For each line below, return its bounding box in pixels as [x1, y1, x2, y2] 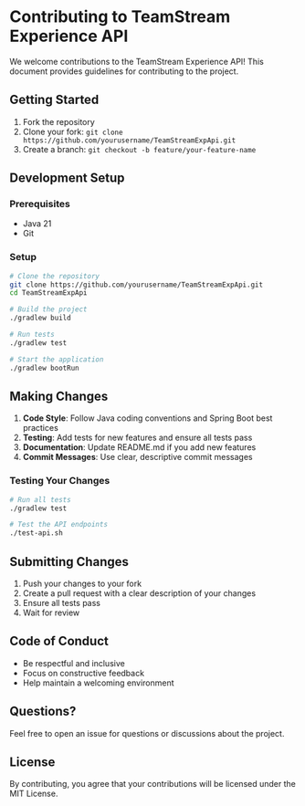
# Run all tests [9, 495, 71, 504]
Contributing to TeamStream [9, 6, 231, 27]
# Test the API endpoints [9, 520, 108, 529]
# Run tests [9, 330, 55, 340]
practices [22, 423, 59, 434]
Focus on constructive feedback [22, 667, 144, 678]
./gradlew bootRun [9, 363, 79, 372]
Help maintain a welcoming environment [22, 677, 175, 688]
